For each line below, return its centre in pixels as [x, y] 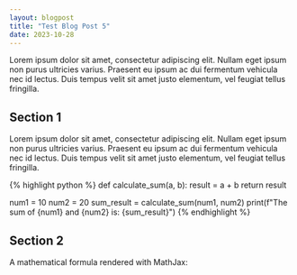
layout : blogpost [42, 18]
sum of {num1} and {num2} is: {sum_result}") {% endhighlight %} [130, 212]
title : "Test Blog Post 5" [60, 26]
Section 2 [37, 240]
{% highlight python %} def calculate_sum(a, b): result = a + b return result [148, 185]
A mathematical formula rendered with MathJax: [99, 262]
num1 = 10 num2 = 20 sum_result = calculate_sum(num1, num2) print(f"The [148, 203]
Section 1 [35, 117]
